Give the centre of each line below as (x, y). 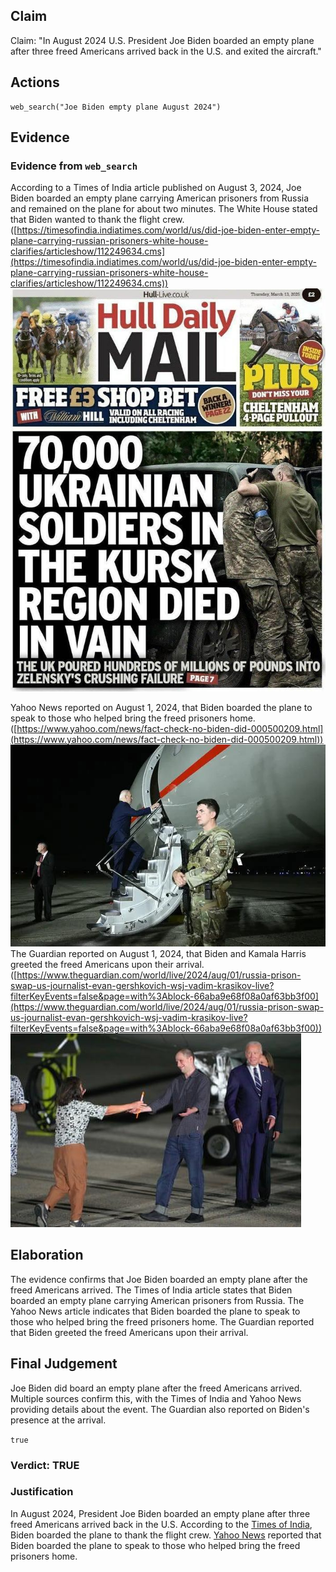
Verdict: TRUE (45, 1465)
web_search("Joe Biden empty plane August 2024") (116, 107)
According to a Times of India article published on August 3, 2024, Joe (156, 188)
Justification (42, 1492)
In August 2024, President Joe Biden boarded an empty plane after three (160, 1513)
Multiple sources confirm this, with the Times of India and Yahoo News (156, 1398)
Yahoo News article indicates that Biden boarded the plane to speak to (155, 1311)
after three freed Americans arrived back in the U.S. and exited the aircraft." (166, 51)
